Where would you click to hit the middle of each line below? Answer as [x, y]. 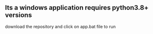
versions [19, 15]
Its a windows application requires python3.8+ [77, 8]
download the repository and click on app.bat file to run [61, 26]
